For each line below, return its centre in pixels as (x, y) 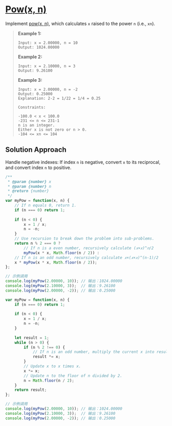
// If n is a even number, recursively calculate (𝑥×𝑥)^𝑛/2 (89, 248)
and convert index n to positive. (38, 168)
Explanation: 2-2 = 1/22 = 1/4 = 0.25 (59, 98)
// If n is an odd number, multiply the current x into (93, 352)
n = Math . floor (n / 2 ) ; (49, 381)
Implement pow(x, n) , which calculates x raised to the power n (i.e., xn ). (80, 23)
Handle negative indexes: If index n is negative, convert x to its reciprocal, (83, 162)
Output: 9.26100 (35, 70)
